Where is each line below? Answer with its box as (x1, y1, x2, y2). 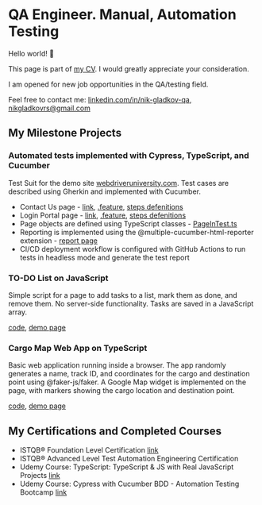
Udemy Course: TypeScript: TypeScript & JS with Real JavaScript (19, 462, 234, 472)
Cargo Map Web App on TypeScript (8, 342, 148, 353)
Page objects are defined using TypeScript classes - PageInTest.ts (19, 218, 237, 228)
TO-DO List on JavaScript (8, 272, 109, 283)
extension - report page (19, 236, 98, 245)
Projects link (19, 471, 61, 480)
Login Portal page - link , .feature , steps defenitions (19, 210, 187, 220)
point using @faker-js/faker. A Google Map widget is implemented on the (8, 377, 247, 387)
